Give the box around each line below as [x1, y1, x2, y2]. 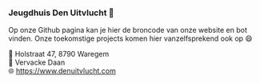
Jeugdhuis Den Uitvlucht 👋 [8, 7, 114, 18]
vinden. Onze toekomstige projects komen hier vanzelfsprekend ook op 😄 [8, 34, 254, 43]
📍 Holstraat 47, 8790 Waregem [8, 49, 110, 59]
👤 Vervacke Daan [8, 57, 66, 67]
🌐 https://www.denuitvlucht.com [8, 66, 116, 76]
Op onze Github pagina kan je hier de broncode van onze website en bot [8, 26, 248, 35]
